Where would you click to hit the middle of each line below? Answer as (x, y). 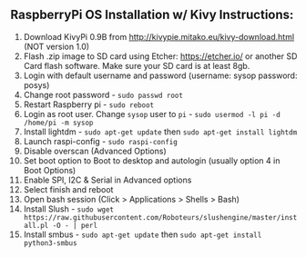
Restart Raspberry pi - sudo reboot (88, 104)
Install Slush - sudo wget (69, 209)
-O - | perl (75, 225)
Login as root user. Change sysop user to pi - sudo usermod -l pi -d (152, 114)
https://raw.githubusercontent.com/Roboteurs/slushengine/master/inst (160, 217)
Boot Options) (50, 170)
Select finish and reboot (68, 189)
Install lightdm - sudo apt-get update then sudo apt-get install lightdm (160, 132)
